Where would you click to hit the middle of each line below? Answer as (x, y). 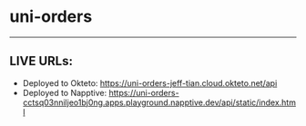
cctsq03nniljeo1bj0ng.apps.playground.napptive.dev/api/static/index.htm (159, 102)
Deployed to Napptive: (65, 92)
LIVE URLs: (41, 61)
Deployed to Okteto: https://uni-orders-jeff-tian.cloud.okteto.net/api (150, 82)
